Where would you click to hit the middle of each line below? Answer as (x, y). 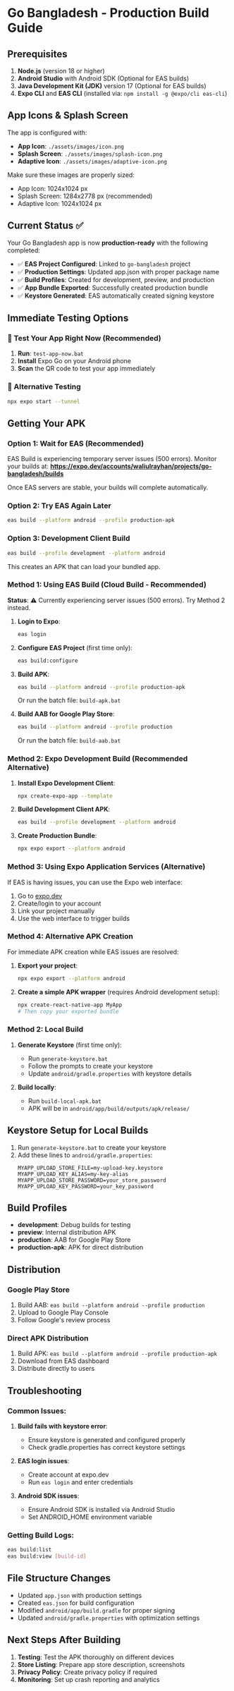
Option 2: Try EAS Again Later (59, 506)
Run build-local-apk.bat (65, 1101)
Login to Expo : (39, 621)
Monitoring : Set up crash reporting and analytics (88, 1679)
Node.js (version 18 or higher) (61, 71)
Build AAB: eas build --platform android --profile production (111, 1305)
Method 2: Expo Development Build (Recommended (98, 759)
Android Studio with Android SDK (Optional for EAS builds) (103, 78)
